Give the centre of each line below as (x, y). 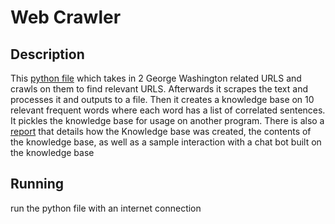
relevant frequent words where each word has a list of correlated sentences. (168, 110)
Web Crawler (66, 17)
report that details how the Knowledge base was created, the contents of (161, 131)
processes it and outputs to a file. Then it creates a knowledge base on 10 (162, 99)
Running (37, 184)
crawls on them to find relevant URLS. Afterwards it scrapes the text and (159, 89)
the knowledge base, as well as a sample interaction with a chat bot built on (166, 142)
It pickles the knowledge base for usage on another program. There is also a (167, 120)
